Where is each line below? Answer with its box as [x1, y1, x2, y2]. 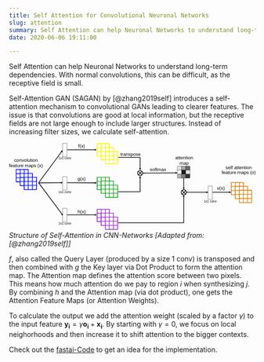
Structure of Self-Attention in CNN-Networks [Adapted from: [9, 231, 204, 240]
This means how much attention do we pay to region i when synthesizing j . [9, 280, 250, 289]
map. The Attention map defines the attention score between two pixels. [9, 271, 242, 280]
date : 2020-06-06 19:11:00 [9, 33, 97, 42]
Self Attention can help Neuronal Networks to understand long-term [9, 62, 228, 71]
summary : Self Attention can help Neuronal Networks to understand [9, 26, 234, 34]
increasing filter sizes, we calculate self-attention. [9, 127, 170, 137]
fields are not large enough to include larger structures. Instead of [9, 119, 222, 128]
